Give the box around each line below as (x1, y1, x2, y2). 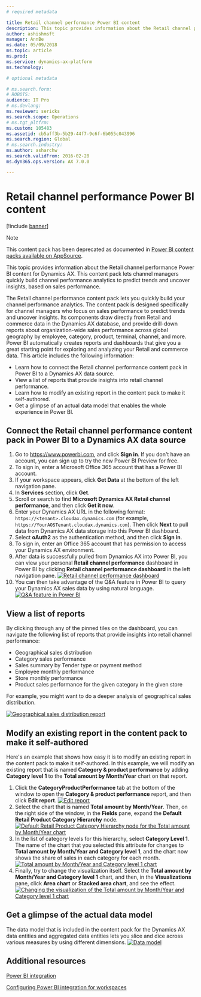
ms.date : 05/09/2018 (6, 42, 58, 48)
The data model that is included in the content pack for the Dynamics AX (6, 926, 185, 933)
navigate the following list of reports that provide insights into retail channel (6, 631, 192, 638)
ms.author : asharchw (6, 148, 58, 154)
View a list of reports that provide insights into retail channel (14, 376, 163, 383)
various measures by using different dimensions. (6, 938, 127, 946)
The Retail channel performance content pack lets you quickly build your (6, 294, 185, 302)
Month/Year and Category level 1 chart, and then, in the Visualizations (14, 873, 191, 880)
